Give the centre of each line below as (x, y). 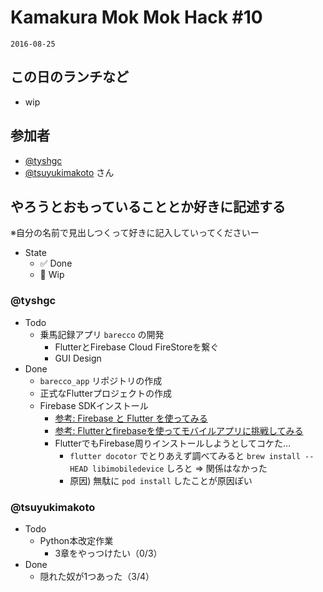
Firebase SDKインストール (94, 405)
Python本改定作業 (76, 540)
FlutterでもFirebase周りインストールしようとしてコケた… (173, 443)
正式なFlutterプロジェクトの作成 (105, 393)
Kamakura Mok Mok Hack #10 (136, 17)
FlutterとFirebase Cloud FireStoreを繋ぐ (137, 347)
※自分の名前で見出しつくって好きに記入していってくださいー (135, 233)
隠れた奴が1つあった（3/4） (97, 576)
